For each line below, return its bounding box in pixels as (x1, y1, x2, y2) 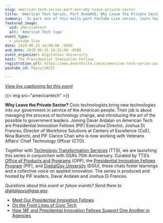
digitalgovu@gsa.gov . (5, 188, 49, 193)
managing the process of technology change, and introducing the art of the (5, 112, 156, 118)
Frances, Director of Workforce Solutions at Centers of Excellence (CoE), (5, 128, 151, 133)
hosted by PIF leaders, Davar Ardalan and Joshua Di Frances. (5, 173, 128, 179)
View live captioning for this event (5, 83, 73, 89)
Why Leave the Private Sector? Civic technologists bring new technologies (5, 102, 156, 108)
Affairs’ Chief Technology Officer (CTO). (5, 138, 86, 143)
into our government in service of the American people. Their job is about (5, 107, 152, 113)
